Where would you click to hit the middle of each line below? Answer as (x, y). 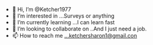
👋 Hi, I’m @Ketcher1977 (42, 9)
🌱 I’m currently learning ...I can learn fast (63, 22)
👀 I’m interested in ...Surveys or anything (63, 16)
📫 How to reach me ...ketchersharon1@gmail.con (75, 36)
